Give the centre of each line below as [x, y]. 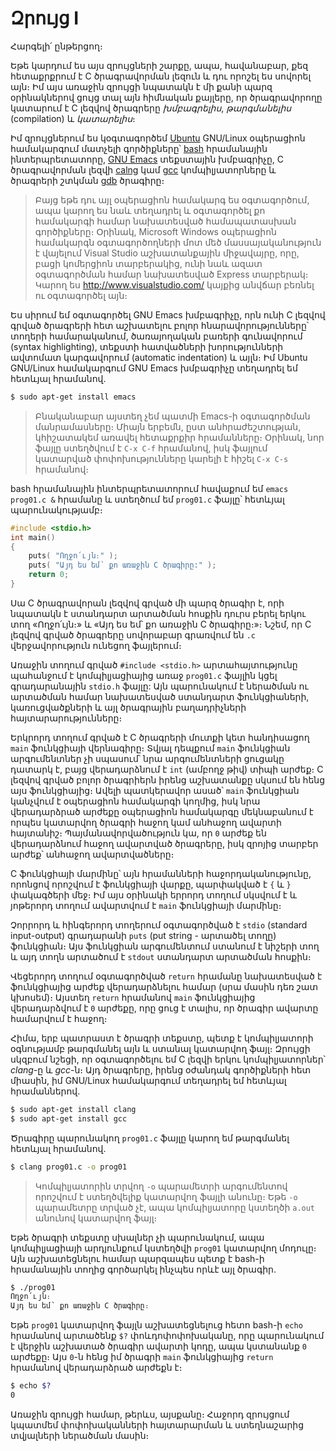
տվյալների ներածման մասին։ [80, 1435]
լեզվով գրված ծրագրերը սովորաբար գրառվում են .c [133, 634]
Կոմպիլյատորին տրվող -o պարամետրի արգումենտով [161, 1186]
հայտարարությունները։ [66, 718]
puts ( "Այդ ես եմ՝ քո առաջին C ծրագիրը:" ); [122, 565]
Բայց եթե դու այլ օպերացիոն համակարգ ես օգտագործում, [172, 199]
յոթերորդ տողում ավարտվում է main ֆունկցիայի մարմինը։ [146, 905]
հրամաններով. [45, 1091]
